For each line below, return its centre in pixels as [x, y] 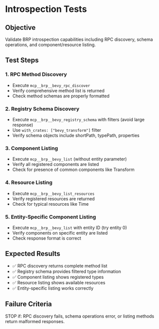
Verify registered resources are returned [53, 199]
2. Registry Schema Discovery [42, 109]
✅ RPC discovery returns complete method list [60, 266]
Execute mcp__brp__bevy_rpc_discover [51, 85]
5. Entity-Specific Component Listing [51, 217]
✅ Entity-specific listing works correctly [53, 288]
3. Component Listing [32, 148]
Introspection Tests [46, 9]
